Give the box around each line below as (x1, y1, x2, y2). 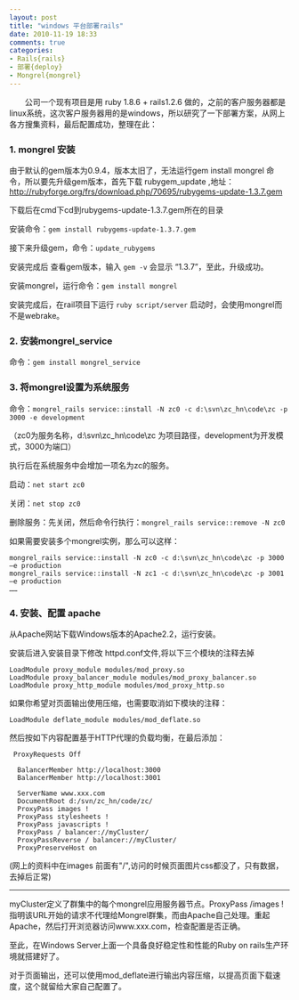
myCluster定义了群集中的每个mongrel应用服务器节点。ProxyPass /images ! (9, 898, 285, 909)
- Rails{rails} (9, 54, 66, 63)
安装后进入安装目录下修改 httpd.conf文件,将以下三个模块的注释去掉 (9, 647, 255, 658)
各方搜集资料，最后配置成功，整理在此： (9, 118, 158, 129)
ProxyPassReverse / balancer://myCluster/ (17, 835, 177, 844)
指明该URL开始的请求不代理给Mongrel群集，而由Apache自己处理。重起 (9, 909, 271, 920)
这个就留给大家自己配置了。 (24, 980, 126, 991)
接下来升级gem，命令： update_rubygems (9, 242, 156, 254)
